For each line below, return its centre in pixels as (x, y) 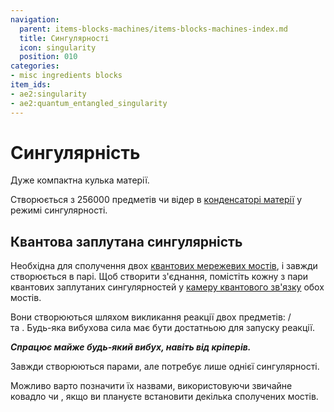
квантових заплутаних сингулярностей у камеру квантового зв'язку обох (167, 287)
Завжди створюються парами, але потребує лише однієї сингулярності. (165, 367)
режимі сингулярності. (59, 210)
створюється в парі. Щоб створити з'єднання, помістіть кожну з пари (159, 277)
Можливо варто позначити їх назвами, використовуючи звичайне (151, 386)
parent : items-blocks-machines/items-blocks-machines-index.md (153, 29)
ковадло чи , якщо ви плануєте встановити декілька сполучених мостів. (164, 397)
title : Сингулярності (64, 38)
